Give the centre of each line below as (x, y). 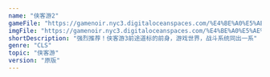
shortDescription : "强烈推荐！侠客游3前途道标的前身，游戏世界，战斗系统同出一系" (133, 38)
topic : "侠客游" (34, 53)
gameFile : (25, 23)
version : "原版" (34, 61)
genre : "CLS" (30, 46)
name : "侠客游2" (34, 16)
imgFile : (23, 30)
